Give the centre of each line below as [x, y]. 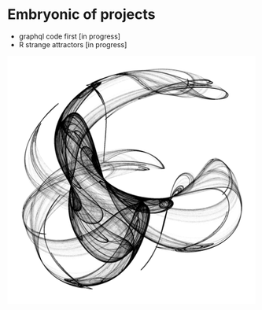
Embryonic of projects [81, 15]
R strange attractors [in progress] [73, 44]
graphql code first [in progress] [70, 36]
